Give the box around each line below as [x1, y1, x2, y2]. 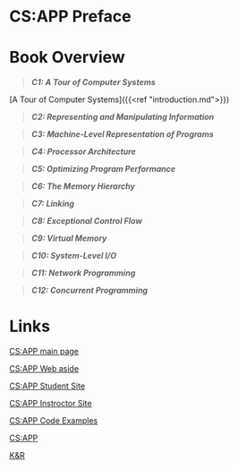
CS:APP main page [9, 346, 79, 357]
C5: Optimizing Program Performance [30, 164, 176, 175]
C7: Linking [30, 199, 74, 209]
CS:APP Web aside [9, 363, 79, 374]
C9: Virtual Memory [30, 233, 107, 243]
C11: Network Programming [30, 268, 136, 278]
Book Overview [9, 47, 125, 68]
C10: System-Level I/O [30, 251, 117, 261]
